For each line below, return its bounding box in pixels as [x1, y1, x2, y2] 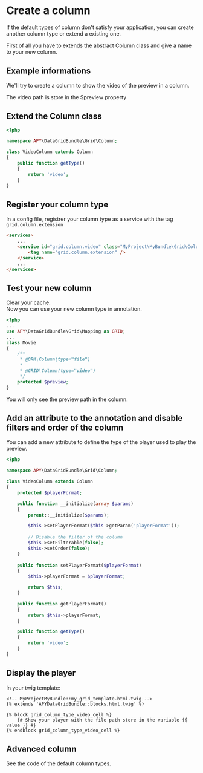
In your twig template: [6, 684, 60, 691]
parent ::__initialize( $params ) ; [28, 512, 110, 518]
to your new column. [6, 48, 57, 55]
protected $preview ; [17, 379, 69, 385]
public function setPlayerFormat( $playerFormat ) [17, 562, 142, 569]
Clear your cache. [6, 299, 51, 306]
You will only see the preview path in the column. [6, 396, 128, 403]
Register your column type [6, 199, 109, 209]
